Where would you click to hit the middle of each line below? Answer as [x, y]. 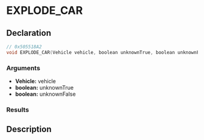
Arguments [23, 68]
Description [29, 129]
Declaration [29, 33]
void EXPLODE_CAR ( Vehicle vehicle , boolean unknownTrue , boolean [90, 52]
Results [18, 110]
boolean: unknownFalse [45, 94]
